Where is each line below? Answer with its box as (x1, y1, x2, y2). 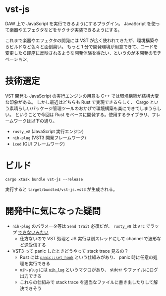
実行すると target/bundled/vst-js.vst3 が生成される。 (5, 186, 118, 192)
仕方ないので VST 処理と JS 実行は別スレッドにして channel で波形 (19, 235, 157, 241)
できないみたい (18, 229, 49, 235)
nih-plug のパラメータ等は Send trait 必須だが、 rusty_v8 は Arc (12, 223, 145, 229)
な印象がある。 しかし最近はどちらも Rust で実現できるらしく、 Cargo (5, 99, 149, 105)
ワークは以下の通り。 (13, 118, 57, 124)
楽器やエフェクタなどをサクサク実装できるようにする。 (9, 26, 122, 33)
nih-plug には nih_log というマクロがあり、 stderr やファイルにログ (19, 267, 159, 273)
